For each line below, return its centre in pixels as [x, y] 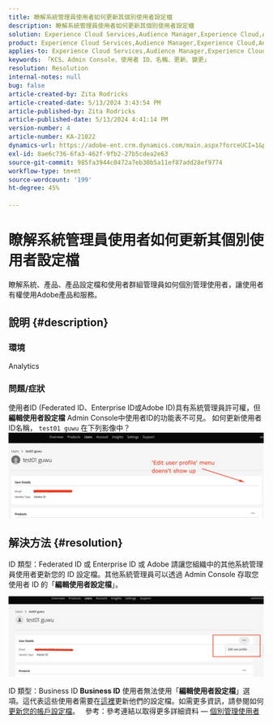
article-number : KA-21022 [52, 137]
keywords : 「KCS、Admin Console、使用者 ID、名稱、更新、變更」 [109, 60]
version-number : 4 [39, 128]
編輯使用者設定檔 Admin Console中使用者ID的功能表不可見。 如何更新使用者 [135, 417]
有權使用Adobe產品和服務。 [55, 294]
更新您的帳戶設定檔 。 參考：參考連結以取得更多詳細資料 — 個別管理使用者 [134, 711]
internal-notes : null [45, 77]
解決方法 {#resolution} [66, 543]
